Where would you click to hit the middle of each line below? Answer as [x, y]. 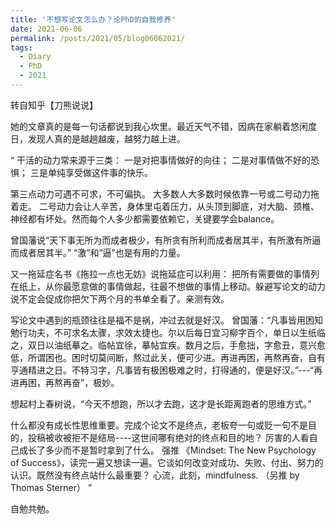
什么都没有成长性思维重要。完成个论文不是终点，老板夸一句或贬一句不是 [159, 425]
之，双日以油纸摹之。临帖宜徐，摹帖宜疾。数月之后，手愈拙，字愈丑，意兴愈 [168, 345]
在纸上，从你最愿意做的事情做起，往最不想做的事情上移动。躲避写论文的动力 [168, 286]
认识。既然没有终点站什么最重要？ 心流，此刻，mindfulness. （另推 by [155, 475]
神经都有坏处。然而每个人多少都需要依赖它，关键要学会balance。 [145, 218]
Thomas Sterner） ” [51, 487]
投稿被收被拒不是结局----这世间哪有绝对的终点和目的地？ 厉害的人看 [168, 437]
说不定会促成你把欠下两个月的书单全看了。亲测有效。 [120, 298]
